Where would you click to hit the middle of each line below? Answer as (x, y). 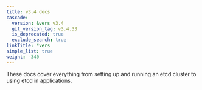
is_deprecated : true (38, 34)
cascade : (17, 18)
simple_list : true (30, 51)
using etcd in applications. (39, 80)
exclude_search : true (39, 40)
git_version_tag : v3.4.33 (45, 29)
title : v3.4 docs (28, 12)
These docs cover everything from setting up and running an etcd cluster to (101, 74)
